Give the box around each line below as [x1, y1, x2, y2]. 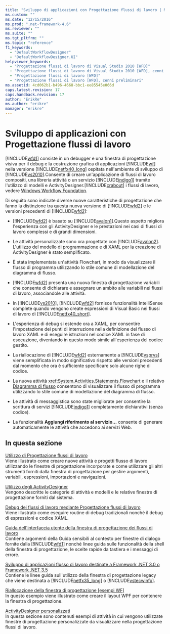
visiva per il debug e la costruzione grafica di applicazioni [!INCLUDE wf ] [5, 160, 156, 167]
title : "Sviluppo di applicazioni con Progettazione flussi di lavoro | [5, 7, 162, 13]
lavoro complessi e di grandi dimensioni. [12, 229, 97, 235]
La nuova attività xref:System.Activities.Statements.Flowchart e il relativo [12, 378, 164, 384]
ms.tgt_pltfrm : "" [5, 36, 44, 41]
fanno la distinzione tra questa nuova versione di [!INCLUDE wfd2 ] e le [5, 203, 151, 209]
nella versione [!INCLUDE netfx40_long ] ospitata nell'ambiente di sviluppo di [5, 166, 163, 172]
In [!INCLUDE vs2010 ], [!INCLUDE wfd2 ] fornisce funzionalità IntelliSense [12, 300, 163, 306]
